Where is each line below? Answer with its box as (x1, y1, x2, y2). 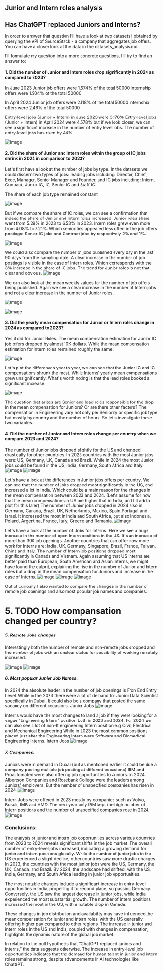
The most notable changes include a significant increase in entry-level (5, 881, 146, 887)
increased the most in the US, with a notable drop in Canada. (5, 902, 127, 907)
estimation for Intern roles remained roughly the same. (5, 346, 114, 352)
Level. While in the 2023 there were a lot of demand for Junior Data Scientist (5, 693, 158, 699)
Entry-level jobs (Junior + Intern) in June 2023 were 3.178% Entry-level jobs (5, 114, 157, 120)
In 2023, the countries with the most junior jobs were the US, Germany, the (5, 861, 155, 867)
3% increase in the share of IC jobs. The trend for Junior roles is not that (5, 265, 150, 271)
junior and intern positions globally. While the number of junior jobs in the (5, 851, 151, 856)
